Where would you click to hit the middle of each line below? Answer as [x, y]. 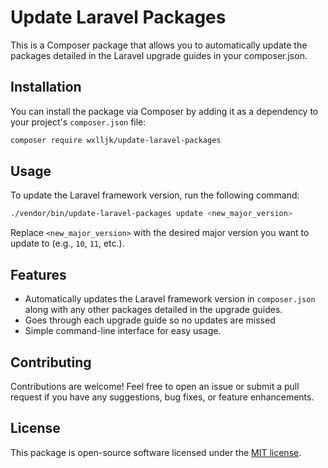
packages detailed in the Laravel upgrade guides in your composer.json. [159, 55]
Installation [46, 87]
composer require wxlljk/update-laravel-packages [116, 140]
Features [38, 274]
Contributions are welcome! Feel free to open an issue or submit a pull [155, 386]
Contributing [51, 362]
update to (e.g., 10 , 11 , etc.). [67, 243]
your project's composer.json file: [78, 122]
